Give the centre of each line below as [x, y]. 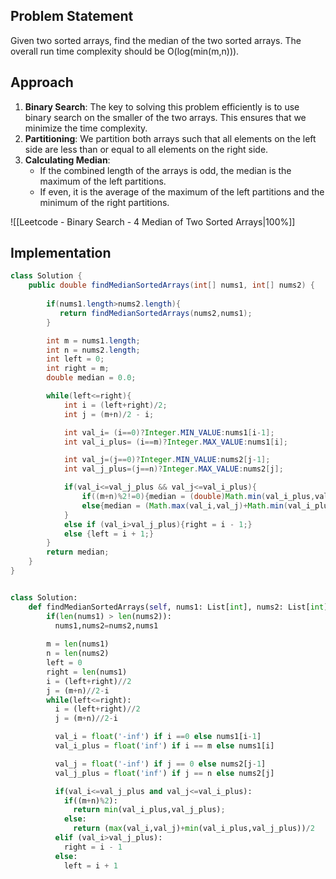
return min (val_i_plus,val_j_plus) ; [149, 810]
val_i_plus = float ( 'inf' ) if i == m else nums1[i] [164, 746]
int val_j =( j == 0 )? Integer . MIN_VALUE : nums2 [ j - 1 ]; [167, 460]
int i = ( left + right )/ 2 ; [115, 405]
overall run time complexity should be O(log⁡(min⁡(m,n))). [125, 51]
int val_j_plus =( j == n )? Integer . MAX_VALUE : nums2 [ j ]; [173, 469]
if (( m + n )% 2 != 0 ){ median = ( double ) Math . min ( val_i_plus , [198, 497]
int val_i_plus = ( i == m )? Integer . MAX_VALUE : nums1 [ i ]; [176, 442]
